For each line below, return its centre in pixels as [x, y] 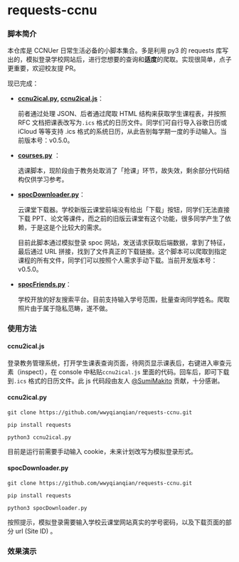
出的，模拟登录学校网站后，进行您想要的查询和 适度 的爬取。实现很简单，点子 [119, 60]
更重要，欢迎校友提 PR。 [43, 68]
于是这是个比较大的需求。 [68, 228]
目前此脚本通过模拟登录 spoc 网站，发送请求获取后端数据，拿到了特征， [123, 243]
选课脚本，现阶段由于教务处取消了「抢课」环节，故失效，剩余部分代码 [121, 171]
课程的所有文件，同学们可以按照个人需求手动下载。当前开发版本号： [117, 260]
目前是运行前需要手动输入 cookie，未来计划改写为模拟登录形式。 [102, 451]
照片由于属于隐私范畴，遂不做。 [64, 309]
